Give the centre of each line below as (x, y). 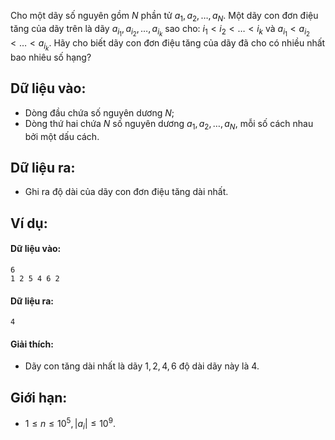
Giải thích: (32, 344)
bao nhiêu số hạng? (51, 57)
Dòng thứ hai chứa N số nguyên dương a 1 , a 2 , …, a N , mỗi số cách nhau (169, 124)
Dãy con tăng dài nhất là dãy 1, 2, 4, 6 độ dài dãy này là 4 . (142, 366)
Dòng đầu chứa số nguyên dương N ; (99, 112)
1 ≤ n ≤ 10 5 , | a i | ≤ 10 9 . (70, 424)
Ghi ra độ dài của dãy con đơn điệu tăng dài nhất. (126, 192)
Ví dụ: (29, 223)
